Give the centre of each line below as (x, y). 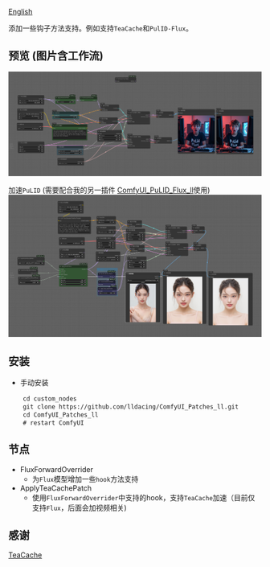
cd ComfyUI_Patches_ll (61, 415)
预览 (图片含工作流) (56, 56)
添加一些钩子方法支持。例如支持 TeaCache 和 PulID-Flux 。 (100, 28)
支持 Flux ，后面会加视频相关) (79, 507)
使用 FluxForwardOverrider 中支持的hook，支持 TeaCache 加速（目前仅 (143, 497)
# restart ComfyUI (53, 423)
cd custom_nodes (50, 399)
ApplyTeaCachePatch (56, 488)
